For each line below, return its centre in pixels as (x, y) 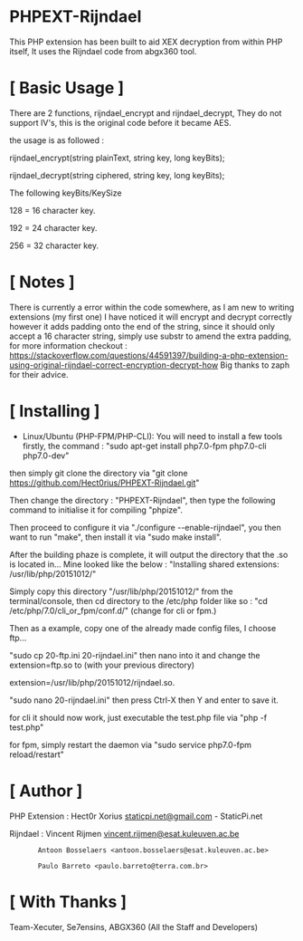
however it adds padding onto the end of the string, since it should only (142, 326)
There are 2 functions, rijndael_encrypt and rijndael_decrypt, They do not (146, 113)
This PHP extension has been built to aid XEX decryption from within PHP (146, 42)
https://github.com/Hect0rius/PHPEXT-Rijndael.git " (104, 483)
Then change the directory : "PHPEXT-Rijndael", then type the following (142, 500)
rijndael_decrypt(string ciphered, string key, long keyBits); (117, 175)
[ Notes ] (42, 282)
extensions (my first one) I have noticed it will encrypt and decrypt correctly (151, 317)
